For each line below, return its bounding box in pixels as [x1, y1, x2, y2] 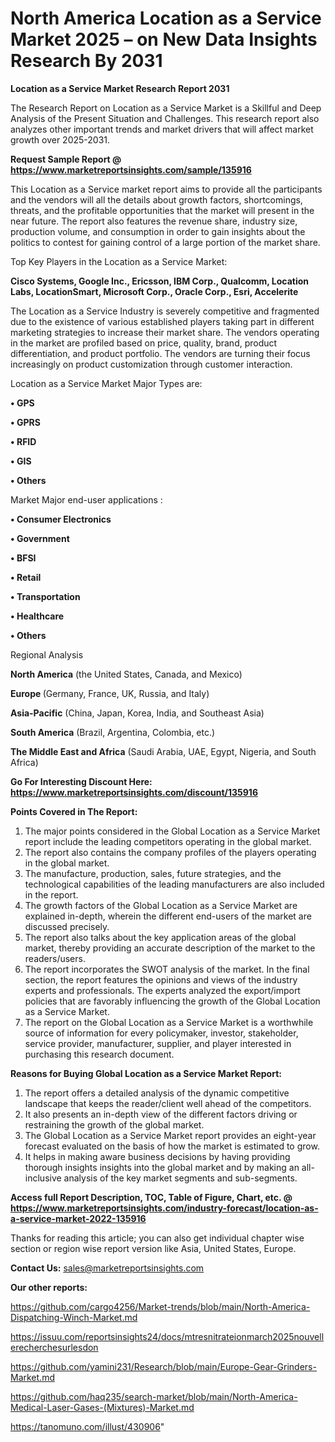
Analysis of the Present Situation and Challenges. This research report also [10, 112, 320, 124]
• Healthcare [10, 610, 65, 622]
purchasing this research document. [24, 1048, 175, 1060]
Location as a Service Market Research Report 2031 [10, 82, 230, 94]
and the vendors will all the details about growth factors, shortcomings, [10, 193, 303, 206]
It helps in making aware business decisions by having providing [24, 1150, 291, 1162]
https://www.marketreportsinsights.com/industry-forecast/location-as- [10, 1202, 319, 1214]
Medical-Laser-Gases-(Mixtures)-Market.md [10, 1401, 195, 1413]
